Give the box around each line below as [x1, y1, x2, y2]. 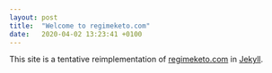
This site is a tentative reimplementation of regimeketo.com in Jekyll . [9, 54, 264, 65]
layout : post [9, 12, 58, 22]
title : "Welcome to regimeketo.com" [9, 21, 151, 30]
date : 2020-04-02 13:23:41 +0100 [9, 29, 143, 38]
